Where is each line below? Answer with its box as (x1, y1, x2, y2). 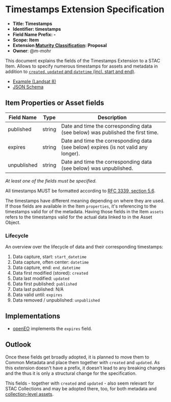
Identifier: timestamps (12, 26, 61, 32)
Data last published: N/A (12, 286, 64, 293)
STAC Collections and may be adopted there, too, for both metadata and (5, 385, 157, 392)
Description (97, 114, 127, 121)
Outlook (5, 340, 32, 349)
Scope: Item (12, 37, 39, 43)
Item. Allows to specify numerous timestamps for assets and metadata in (5, 63, 158, 69)
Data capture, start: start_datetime (12, 254, 87, 260)
